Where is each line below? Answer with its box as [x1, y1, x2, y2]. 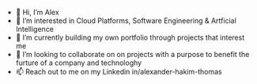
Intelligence [15, 25, 54, 33]
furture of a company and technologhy [15, 58, 142, 67]
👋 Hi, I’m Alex [15, 8, 59, 17]
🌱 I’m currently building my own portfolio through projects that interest [15, 32, 245, 42]
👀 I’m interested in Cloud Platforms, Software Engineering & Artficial [15, 16, 237, 25]
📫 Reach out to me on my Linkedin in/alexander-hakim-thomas [15, 67, 223, 76]
